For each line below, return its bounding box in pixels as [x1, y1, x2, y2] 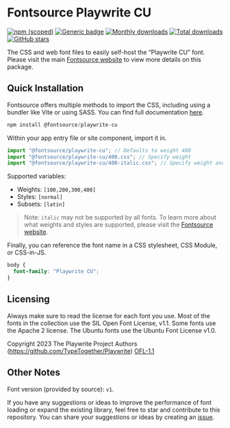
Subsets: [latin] [16, 200, 66, 209]
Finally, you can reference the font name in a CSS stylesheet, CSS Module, [7, 241, 218, 250]
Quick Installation [7, 82, 84, 94]
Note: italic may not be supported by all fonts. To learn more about [23, 213, 217, 222]
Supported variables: [7, 172, 66, 180]
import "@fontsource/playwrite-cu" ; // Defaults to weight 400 [7, 147, 192, 154]
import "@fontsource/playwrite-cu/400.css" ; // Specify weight [7, 153, 192, 160]
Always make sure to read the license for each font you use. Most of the [7, 311, 211, 320]
